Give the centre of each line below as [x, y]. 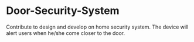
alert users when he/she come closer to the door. [66, 33]
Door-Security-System [63, 11]
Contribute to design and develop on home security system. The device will [97, 27]
